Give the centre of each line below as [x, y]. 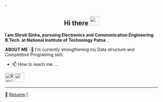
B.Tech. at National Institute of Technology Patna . [57, 40]
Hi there [76, 23]
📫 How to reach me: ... [35, 64]
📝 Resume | [16, 94]
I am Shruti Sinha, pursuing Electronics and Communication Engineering [79, 35]
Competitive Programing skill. [34, 54]
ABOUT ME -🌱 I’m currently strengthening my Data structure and [70, 49]
